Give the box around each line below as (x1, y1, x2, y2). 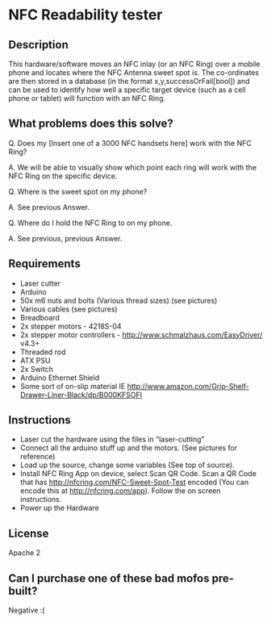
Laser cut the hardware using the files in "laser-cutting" (19, 434, 205, 445)
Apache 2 (8, 548, 41, 558)
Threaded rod (19, 347, 66, 357)
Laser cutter (19, 278, 61, 288)
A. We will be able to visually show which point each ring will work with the (8, 162, 256, 172)
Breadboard (19, 312, 60, 322)
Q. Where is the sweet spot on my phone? (8, 186, 148, 196)
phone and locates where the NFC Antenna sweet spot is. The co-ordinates (8, 68, 260, 77)
